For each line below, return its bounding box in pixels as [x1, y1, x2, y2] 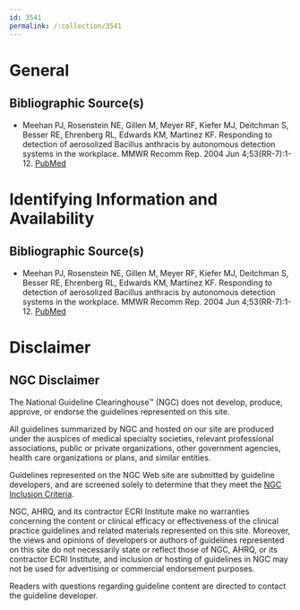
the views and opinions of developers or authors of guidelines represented [9, 535, 285, 545]
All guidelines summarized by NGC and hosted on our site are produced [9, 423, 275, 434]
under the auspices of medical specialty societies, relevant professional [9, 432, 275, 444]
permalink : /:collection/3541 [9, 22, 123, 30]
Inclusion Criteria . [9, 488, 74, 499]
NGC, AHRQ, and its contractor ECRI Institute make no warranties [9, 506, 250, 517]
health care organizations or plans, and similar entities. [9, 452, 211, 463]
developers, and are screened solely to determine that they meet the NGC [9, 479, 282, 490]
